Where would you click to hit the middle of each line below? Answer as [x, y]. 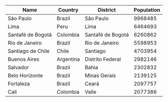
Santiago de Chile [29, 51]
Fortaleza [19, 84]
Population [147, 10]
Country [68, 10]
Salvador [18, 67]
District [107, 10]
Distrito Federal [103, 59]
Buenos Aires [23, 59]
